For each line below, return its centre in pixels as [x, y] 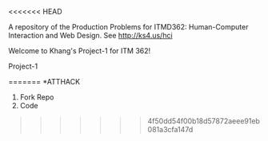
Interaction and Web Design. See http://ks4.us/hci [91, 35]
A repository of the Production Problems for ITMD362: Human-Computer [128, 27]
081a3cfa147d [170, 129]
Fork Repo [37, 97]
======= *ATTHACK [44, 82]
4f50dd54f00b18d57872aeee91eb [204, 121]
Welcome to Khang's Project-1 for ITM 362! [80, 51]
